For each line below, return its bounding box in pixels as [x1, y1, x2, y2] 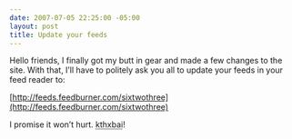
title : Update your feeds [9, 30, 107, 39]
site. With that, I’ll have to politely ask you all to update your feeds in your [9, 65, 284, 75]
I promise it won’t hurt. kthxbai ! [9, 119, 126, 130]
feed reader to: [9, 74, 65, 85]
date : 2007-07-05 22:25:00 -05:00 [9, 13, 141, 23]
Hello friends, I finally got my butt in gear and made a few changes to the [9, 55, 283, 66]
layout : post [9, 22, 59, 31]
